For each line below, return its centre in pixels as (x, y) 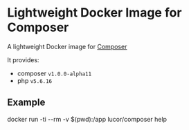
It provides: (23, 59)
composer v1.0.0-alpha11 (54, 73)
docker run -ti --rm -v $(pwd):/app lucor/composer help (87, 119)
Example (26, 103)
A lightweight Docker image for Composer (67, 46)
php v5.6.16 (35, 80)
